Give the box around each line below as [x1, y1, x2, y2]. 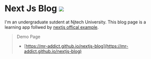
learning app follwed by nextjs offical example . [4, 24, 99, 30]
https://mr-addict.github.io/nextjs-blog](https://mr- [25, 43, 128, 49]
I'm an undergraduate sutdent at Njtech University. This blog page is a [4, 19, 147, 25]
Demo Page [16, 34, 41, 39]
